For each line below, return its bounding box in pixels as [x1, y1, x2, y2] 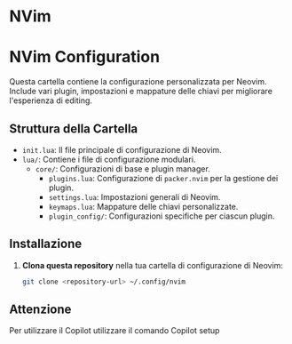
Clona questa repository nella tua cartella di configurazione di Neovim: [21, 260, 284, 270]
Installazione [9, 236, 83, 252]
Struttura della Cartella [9, 121, 138, 136]
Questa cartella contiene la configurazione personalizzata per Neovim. [9, 76, 267, 87]
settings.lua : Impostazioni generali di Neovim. [48, 191, 221, 202]
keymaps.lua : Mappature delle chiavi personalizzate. [48, 201, 239, 212]
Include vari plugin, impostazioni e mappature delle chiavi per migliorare [9, 86, 273, 97]
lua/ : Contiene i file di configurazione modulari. [21, 154, 196, 164]
